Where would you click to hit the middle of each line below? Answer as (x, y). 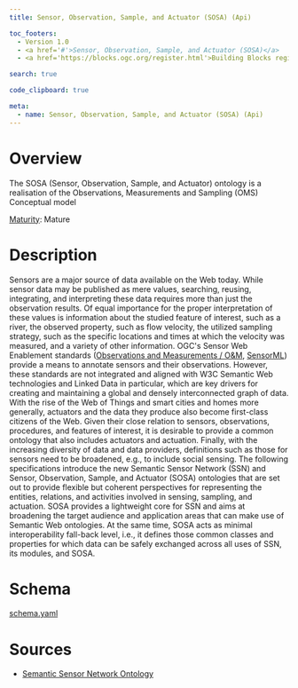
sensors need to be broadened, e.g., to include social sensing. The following (149, 459)
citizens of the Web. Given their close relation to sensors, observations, (140, 421)
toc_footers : (33, 33)
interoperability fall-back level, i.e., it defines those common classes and (141, 534)
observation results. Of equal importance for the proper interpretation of (141, 308)
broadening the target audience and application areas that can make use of (147, 515)
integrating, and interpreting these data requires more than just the (131, 298)
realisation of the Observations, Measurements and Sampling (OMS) (134, 193)
